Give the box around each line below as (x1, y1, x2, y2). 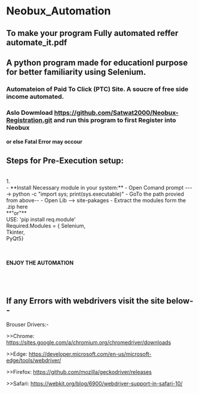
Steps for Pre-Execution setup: (6, 156, 124, 166)
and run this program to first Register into (53, 115, 176, 124)
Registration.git (6, 115, 53, 124)
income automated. (6, 92, 65, 100)
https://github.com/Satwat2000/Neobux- (54, 108, 179, 117)
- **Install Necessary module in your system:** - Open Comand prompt (6, 184, 184, 191)
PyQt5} (6, 235, 24, 242)
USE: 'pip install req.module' (6, 216, 76, 223)
